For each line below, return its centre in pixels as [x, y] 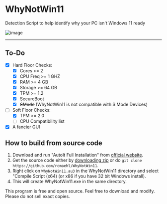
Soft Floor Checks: [31, 110]
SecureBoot [32, 99]
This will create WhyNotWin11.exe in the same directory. [69, 182]
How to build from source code [54, 143]
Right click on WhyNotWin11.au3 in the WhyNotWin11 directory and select [85, 171]
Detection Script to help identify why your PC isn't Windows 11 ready [75, 23]
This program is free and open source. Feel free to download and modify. [80, 191]
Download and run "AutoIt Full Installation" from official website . [78, 155]
